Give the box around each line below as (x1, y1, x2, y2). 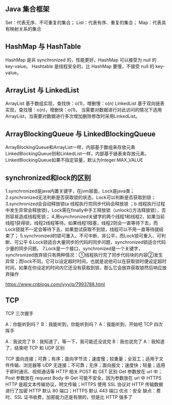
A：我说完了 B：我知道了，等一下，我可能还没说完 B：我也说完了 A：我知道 (5, 338, 165, 344)
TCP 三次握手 (5, 310, 34, 316)
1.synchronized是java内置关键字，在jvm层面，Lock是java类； (5, 188, 135, 194)
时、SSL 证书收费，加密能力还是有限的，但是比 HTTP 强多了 (5, 394, 133, 400)
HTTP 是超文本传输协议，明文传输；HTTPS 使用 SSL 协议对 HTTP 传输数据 (5, 381, 163, 387)
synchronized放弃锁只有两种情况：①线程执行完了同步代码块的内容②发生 (5, 252, 163, 258)
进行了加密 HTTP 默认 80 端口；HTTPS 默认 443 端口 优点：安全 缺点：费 (5, 388, 161, 394)
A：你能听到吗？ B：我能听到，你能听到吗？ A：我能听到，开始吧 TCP (5, 321, 153, 327)
